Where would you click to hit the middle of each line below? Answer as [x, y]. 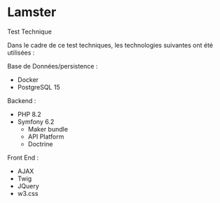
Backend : [22, 100]
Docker [28, 79]
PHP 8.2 [29, 114]
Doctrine [40, 143]
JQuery [28, 185]
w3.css [28, 193]
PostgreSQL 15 [39, 87]
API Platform [46, 136]
